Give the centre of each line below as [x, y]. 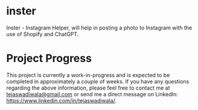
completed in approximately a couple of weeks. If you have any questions [98, 81]
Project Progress [49, 59]
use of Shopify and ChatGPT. [43, 34]
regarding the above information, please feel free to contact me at [88, 88]
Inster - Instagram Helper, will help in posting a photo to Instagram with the [99, 28]
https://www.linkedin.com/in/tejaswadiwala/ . [61, 100]
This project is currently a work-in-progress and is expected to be [88, 75]
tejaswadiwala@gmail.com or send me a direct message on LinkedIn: [92, 94]
